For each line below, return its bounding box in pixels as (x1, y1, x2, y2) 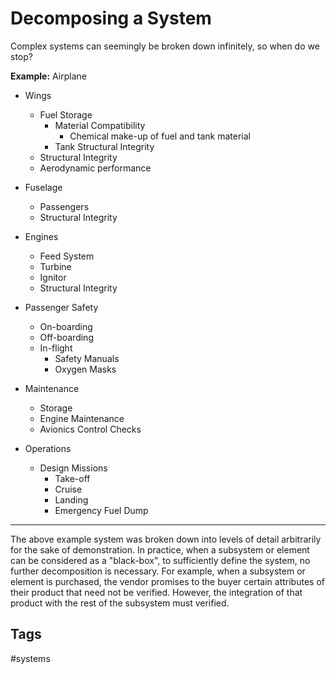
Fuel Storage (39, 108, 93, 121)
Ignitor (39, 271, 67, 283)
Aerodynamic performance (39, 162, 152, 174)
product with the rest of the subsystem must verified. (10, 597, 230, 609)
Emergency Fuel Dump (54, 504, 149, 516)
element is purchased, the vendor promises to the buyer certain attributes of (10, 575, 325, 587)
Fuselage (24, 181, 63, 193)
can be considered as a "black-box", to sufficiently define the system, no (10, 554, 311, 566)
